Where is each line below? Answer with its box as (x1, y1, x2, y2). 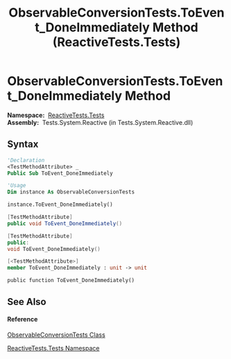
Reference (7, 315, 38, 324)
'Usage (7, 182, 26, 189)
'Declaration (7, 157, 45, 164)
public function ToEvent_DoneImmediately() (7, 277, 135, 284)
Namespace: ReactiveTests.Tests (7, 111, 105, 119)
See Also (7, 296, 46, 308)
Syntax (7, 139, 39, 150)
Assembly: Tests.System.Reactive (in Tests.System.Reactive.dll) (7, 118, 194, 126)
